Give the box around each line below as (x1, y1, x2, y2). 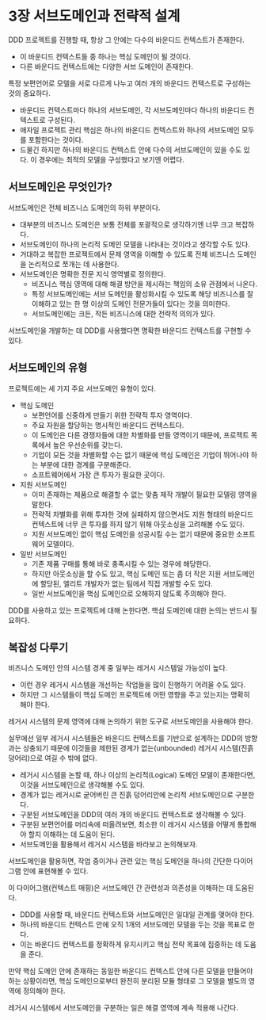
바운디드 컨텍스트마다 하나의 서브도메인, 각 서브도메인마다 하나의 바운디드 (19, 105, 247, 115)
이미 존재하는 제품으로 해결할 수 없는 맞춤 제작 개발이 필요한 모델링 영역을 (31, 489, 258, 499)
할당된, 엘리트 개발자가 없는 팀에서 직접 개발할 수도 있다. (40, 579, 214, 588)
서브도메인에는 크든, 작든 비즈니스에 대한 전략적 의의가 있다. (31, 308, 216, 318)
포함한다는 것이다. (28, 135, 84, 144)
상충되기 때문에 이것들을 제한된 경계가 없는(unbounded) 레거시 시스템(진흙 (22, 743, 254, 753)
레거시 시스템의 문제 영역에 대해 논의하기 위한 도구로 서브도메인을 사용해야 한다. (8, 716, 253, 726)
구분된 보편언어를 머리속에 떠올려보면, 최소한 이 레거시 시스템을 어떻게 (19, 819, 236, 829)
